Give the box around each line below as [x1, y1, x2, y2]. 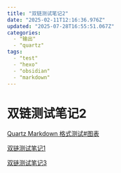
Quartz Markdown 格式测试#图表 [7, 130, 100, 138]
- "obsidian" [13, 67, 51, 74]
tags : [7, 49, 23, 56]
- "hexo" [13, 61, 38, 68]
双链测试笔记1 [7, 144, 46, 152]
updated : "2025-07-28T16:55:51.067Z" [7, 23, 115, 30]
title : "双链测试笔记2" [7, 10, 68, 17]
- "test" [13, 55, 38, 62]
